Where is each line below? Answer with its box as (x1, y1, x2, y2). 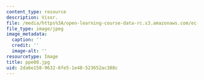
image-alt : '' (12, 48, 47, 54)
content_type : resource (6, 8, 67, 15)
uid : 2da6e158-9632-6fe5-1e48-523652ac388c (6, 64, 118, 71)
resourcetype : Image (6, 54, 59, 60)
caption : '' (12, 37, 42, 43)
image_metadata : (6, 31, 47, 37)
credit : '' (12, 43, 39, 49)
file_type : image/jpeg (6, 25, 64, 32)
